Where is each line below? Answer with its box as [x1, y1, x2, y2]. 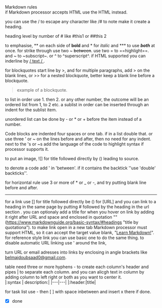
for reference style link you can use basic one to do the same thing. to [5, 235, 144, 241]
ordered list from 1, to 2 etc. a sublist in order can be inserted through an [5, 102, 149, 107]
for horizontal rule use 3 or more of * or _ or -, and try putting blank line [5, 179, 147, 185]
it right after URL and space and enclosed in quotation [5, 214, 112, 220]
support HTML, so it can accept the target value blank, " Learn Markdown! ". [5, 230, 154, 235]
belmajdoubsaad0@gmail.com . [5, 255, 67, 260]
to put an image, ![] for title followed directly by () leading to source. [5, 156, 139, 162]
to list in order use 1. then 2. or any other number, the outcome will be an [5, 97, 149, 102]
